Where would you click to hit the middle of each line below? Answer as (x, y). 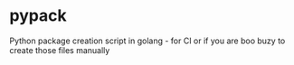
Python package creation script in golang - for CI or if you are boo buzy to (147, 41)
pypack (38, 16)
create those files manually (60, 50)
